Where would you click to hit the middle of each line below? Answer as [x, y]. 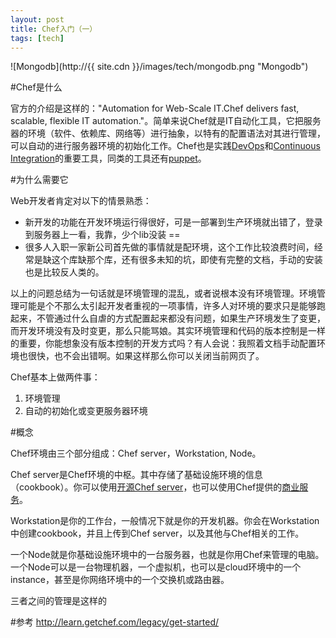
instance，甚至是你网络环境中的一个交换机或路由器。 [120, 580]
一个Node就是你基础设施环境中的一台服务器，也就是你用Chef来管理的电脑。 [167, 555]
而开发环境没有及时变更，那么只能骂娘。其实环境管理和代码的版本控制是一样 [168, 331]
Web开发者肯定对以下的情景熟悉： [81, 201]
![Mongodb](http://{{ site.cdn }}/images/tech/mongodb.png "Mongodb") [159, 67]
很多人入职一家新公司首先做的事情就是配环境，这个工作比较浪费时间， [169, 247]
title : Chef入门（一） [54, 29]
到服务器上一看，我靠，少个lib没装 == [102, 235]
